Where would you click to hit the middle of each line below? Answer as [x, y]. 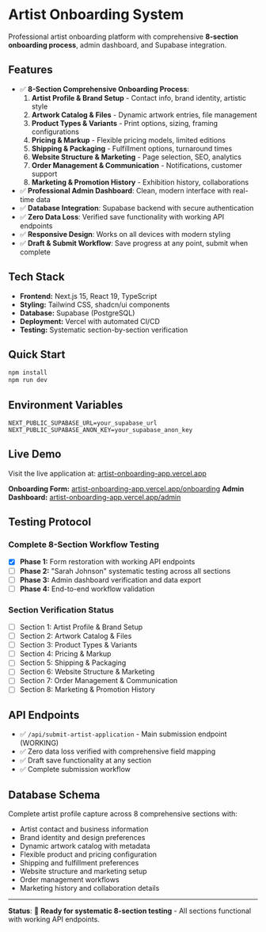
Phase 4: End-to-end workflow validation [87, 589]
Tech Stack [36, 277]
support [44, 174]
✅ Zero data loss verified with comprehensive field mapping [118, 751]
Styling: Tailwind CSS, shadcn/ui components [95, 304]
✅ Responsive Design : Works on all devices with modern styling [125, 234]
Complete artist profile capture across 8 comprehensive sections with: [123, 814]
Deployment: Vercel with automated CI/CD [90, 321]
